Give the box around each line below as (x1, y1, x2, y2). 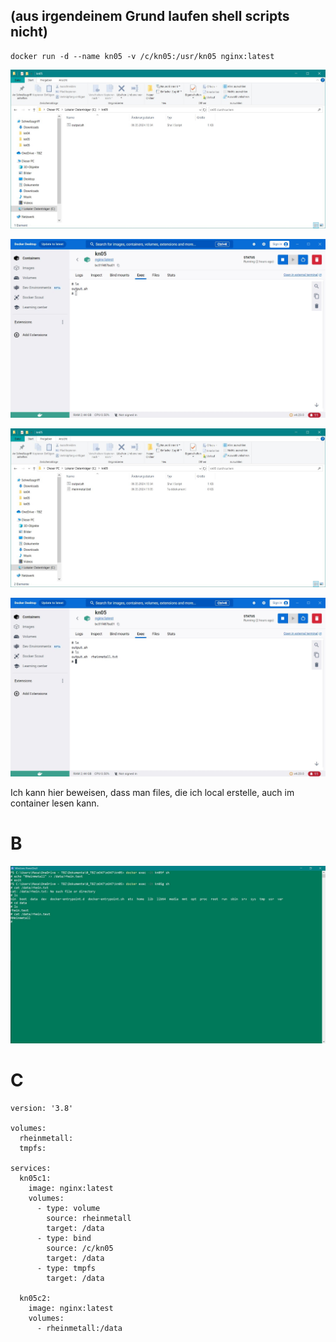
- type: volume (36, 1203, 101, 1213)
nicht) (10, 24, 48, 41)
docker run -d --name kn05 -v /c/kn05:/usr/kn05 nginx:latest (10, 51, 275, 61)
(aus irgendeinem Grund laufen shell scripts (10, 8, 290, 25)
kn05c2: (19, 1293, 52, 1303)
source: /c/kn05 (46, 1243, 114, 1253)
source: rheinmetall (46, 1213, 132, 1223)
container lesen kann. (10, 797, 100, 809)
